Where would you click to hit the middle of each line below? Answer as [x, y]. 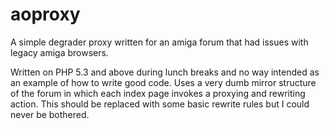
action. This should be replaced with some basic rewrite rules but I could [160, 104]
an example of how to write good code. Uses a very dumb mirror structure [163, 82]
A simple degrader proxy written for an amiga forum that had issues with [159, 42]
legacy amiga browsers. [59, 52]
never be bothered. [50, 114]
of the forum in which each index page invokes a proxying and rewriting [158, 93]
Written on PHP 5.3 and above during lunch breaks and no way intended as [165, 72]
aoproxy [45, 14]
